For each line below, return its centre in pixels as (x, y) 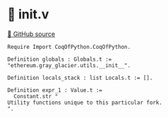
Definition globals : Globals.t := (60, 59)
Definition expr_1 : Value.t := (55, 90)
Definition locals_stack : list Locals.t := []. (80, 78)
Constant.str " (36, 96)
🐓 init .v (28, 14)
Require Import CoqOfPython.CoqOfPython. (69, 47)
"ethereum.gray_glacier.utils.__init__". (69, 65)
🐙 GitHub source (31, 34)
